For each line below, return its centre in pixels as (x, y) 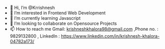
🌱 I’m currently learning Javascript (45, 18)
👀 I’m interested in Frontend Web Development (58, 13)
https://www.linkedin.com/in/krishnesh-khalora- (110, 36)
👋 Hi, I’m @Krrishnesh (32, 8)
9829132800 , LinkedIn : (35, 36)
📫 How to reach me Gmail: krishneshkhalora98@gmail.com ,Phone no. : (84, 29)
